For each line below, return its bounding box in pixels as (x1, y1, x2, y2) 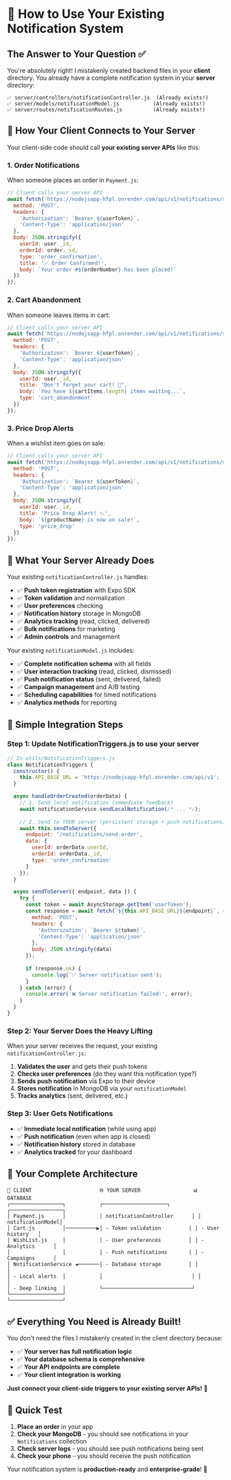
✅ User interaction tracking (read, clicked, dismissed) (16, 667, 172, 676)
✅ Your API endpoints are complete (16, 1363, 120, 1371)
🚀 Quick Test (7, 1404, 63, 1416)
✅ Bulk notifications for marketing (16, 625, 115, 633)
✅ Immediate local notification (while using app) (16, 1124, 157, 1133)
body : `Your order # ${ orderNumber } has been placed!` (19, 266, 177, 273)
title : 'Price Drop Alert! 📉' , (19, 510, 111, 516)
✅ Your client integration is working (16, 1371, 122, 1379)
